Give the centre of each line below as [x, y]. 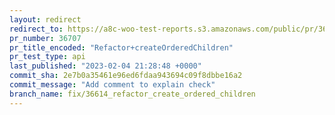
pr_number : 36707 [45, 38]
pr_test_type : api [47, 57]
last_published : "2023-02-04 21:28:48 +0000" [105, 66]
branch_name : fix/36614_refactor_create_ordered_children [132, 94]
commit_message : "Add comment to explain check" [112, 85]
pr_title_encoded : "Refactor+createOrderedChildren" [121, 47]
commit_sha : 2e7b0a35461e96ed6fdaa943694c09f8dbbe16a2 [126, 76]
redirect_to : [36, 29]
